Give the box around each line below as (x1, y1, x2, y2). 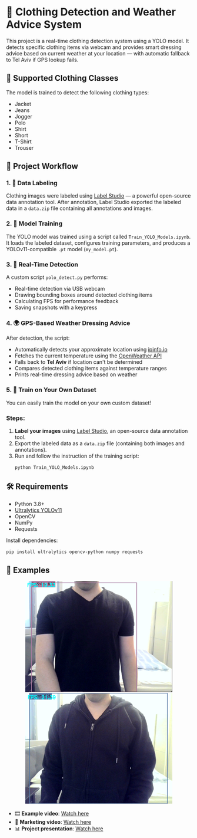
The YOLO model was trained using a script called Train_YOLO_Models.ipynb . (6, 233, 191, 240)
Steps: (6, 414, 25, 422)
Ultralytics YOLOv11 (14, 507, 62, 514)
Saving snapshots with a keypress (14, 304, 98, 311)
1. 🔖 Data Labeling (6, 179, 58, 188)
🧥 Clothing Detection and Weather (6, 5, 176, 19)
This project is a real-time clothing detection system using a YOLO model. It (6, 37, 189, 44)
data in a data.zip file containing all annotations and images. (6, 205, 153, 212)
